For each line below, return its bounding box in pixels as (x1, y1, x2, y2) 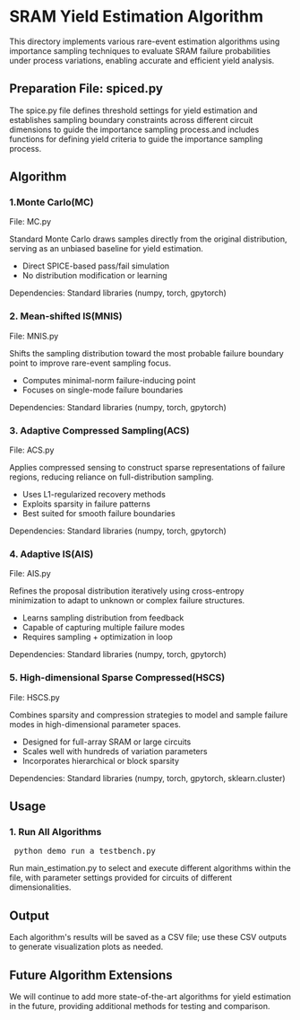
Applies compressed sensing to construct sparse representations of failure (9, 462, 286, 473)
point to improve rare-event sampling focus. (9, 357, 172, 368)
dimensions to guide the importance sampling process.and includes (9, 124, 260, 135)
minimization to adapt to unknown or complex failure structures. (9, 595, 245, 606)
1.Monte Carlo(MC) (9, 196, 94, 208)
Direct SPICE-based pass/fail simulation (21, 260, 170, 271)
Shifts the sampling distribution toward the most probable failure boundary (9, 347, 284, 358)
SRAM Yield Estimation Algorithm (9, 6, 264, 27)
